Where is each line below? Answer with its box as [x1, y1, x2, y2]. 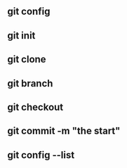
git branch [7, 77, 53, 89]
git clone [7, 53, 47, 65]
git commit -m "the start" [7, 125, 121, 137]
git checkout [7, 101, 64, 113]
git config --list [7, 149, 75, 161]
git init [7, 30, 36, 41]
